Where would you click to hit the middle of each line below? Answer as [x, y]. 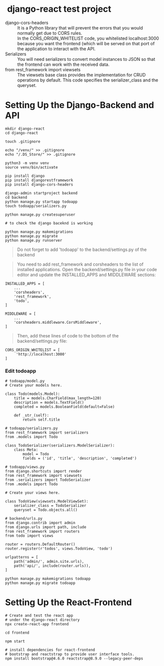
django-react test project [59, 9]
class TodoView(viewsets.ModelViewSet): [47, 501]
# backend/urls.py [24, 519]
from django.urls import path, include [46, 527]
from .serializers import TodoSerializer [48, 480]
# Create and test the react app [39, 616]
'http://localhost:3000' [41, 354]
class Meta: [26, 450]
